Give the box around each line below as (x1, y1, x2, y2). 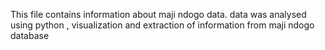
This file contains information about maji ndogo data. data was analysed (10, 9, 307, 20)
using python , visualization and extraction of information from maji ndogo (10, 19, 315, 31)
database (10, 30, 50, 41)
